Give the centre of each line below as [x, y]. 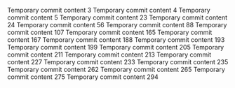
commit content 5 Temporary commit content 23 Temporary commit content [117, 17]
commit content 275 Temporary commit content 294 [83, 77]
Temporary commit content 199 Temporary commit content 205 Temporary [116, 47]
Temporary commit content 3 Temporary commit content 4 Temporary [109, 10]
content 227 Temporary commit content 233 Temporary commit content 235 [118, 62]
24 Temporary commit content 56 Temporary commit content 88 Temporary [117, 25]
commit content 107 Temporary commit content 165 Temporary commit [110, 32]
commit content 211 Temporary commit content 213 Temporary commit [109, 54]
